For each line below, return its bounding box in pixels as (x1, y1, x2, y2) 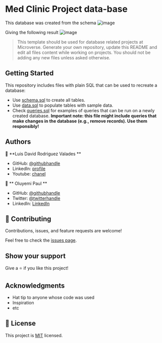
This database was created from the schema (5, 20, 97, 26)
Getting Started (5, 69, 54, 78)
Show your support (5, 252, 66, 260)
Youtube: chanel (12, 171, 46, 176)
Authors (5, 137, 31, 146)
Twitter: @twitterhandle (12, 195, 60, 201)
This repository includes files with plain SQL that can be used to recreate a (5, 82, 158, 88)
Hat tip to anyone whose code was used (12, 295, 95, 300)
